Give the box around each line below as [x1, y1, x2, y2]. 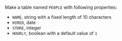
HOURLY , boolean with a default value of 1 [12, 30, 97, 36]
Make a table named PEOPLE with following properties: [5, 5, 117, 10]
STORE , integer [12, 25, 41, 31]
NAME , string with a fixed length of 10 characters [12, 14, 112, 20]
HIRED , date [12, 20, 36, 25]
